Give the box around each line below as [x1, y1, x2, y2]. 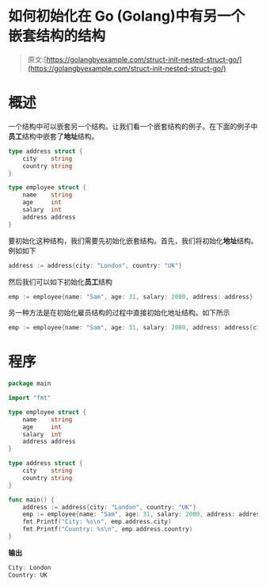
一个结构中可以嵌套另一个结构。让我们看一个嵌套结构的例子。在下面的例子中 [8, 121, 258, 131]
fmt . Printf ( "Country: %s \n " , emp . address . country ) [22, 525, 193, 533]
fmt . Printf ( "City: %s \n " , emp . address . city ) [22, 518, 172, 526]
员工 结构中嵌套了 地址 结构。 [8, 132, 99, 141]
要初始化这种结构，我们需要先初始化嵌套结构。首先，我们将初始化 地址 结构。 [8, 235, 258, 246]
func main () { [8, 496, 55, 504]
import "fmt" [8, 394, 51, 402]
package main [8, 379, 51, 388]
